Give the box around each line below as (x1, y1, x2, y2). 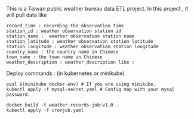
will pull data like (6, 11, 47, 18)
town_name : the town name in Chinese (6, 54, 103, 60)
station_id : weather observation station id (6, 28, 121, 34)
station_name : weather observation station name (6, 33, 135, 39)
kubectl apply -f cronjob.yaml (6, 107, 84, 113)
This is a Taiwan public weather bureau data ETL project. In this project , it (6, 5, 189, 12)
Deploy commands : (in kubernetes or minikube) (6, 70, 125, 77)
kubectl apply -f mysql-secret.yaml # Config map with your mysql (6, 86, 175, 92)
